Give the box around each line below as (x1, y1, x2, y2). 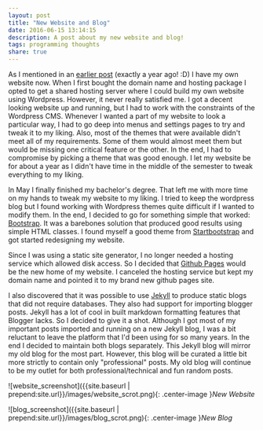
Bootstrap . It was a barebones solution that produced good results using (8, 219, 243, 228)
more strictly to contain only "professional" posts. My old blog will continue (8, 358, 251, 366)
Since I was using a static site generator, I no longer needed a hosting (8, 251, 234, 259)
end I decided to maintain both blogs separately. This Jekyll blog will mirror (8, 341, 251, 350)
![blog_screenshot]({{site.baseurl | (8, 405, 119, 413)
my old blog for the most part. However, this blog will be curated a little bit (8, 349, 247, 358)
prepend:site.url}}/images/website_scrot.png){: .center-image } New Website (8, 390, 255, 399)
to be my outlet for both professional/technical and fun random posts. (8, 366, 233, 375)
